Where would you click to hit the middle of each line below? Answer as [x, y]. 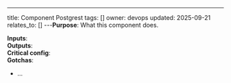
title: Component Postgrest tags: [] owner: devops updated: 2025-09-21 [109, 17]
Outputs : [20, 46]
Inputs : [18, 38]
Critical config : [29, 53]
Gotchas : [21, 60]
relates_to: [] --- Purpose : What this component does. [83, 25]
